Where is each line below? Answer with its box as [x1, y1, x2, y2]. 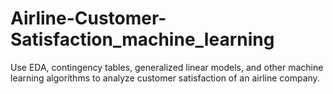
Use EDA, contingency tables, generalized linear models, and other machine [10, 61, 324, 73]
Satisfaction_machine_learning [10, 28, 275, 51]
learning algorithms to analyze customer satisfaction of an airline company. [10, 72, 320, 84]
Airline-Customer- [10, 7, 167, 30]
